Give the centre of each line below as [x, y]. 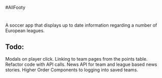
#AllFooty [15, 7]
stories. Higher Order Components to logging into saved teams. [72, 70]
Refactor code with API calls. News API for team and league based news [81, 64]
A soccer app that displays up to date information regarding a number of [81, 25]
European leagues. [25, 31]
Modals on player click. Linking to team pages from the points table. [76, 59]
